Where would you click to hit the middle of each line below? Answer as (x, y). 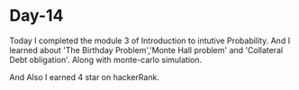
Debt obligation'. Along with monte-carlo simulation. (106, 59)
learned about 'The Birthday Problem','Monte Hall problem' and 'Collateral (146, 49)
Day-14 (36, 16)
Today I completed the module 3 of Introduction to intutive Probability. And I (150, 40)
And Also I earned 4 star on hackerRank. (85, 76)
